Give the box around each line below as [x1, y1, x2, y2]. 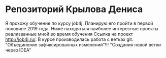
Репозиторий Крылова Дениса [5, 4, 143, 15]
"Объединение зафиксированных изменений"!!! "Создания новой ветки [5, 41, 161, 47]
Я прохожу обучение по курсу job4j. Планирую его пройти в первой [5, 20, 153, 26]
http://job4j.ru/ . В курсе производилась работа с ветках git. [5, 36, 134, 42]
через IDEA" [5, 47, 31, 53]
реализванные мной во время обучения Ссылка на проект [5, 31, 134, 37]
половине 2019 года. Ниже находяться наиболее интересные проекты [5, 25, 158, 31]
